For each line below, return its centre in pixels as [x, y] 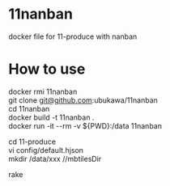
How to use [47, 69]
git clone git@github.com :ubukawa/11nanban [83, 100]
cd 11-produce [32, 142]
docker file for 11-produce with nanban [73, 36]
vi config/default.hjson [46, 150]
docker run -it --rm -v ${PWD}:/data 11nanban [85, 125]
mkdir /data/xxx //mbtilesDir [55, 159]
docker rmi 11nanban [43, 91]
